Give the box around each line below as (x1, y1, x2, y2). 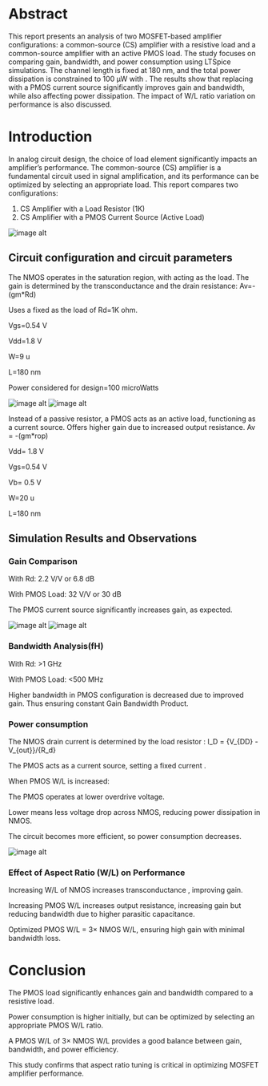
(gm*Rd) (8, 290, 37, 299)
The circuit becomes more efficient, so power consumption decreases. (8, 831, 242, 841)
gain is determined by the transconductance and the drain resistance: (8, 281, 238, 290)
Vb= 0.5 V (8, 477, 42, 487)
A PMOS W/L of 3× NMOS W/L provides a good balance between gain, (8, 1036, 242, 1046)
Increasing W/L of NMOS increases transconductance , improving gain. (8, 885, 243, 895)
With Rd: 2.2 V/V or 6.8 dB (8, 574, 94, 584)
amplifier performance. (8, 1068, 84, 1079)
